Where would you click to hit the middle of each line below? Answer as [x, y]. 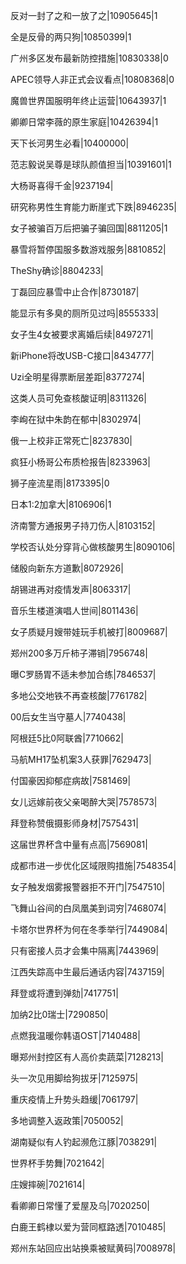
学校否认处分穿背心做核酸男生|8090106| [93, 547]
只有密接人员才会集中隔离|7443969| [85, 950]
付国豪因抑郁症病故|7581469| [71, 780]
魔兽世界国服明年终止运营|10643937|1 [88, 100]
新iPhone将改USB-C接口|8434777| [82, 355]
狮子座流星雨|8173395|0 [60, 483]
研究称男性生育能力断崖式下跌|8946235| [93, 207]
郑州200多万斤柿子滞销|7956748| [79, 653]
